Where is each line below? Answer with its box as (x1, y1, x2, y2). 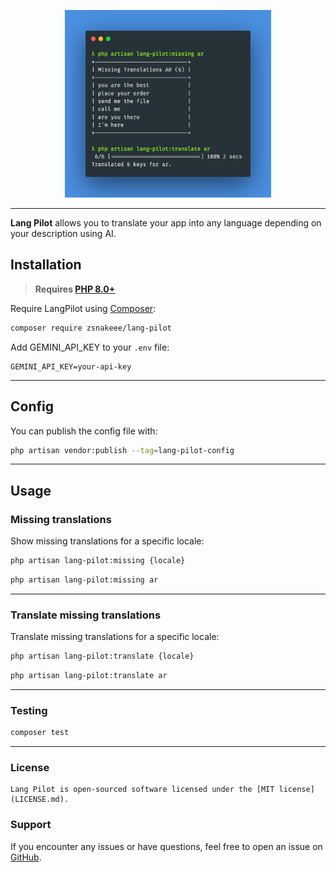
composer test (10, 728, 70, 738)
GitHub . (10, 851, 42, 863)
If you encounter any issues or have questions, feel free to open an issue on (10, 840, 323, 852)
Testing (10, 703, 48, 717)
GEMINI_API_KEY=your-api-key (10, 361, 132, 372)
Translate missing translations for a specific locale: (10, 631, 220, 643)
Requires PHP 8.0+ (34, 283, 116, 295)
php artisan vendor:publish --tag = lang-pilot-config (10, 445, 235, 455)
